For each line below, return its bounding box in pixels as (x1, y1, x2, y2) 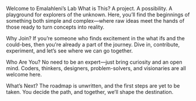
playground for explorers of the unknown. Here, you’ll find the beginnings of (6, 11, 190, 18)
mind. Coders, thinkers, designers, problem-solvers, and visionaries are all (6, 65, 186, 72)
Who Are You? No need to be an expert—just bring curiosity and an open (6, 58, 183, 65)
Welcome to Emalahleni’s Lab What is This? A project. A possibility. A (6, 5, 173, 12)
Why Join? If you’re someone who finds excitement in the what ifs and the (6, 35, 185, 41)
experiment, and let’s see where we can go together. (6, 47, 133, 54)
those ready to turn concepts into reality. (6, 23, 104, 30)
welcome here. (6, 71, 42, 78)
